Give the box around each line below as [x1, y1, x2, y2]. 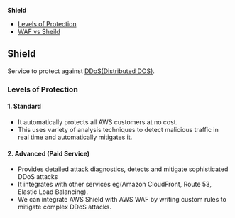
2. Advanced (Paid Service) [7, 149, 90, 158]
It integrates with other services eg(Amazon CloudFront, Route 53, [17, 180, 212, 189]
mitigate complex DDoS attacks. [17, 202, 112, 212]
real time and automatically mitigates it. [17, 133, 133, 141]
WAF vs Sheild [17, 28, 60, 36]
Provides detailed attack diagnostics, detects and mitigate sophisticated [17, 165, 229, 173]
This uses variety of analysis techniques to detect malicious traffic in [17, 125, 219, 133]
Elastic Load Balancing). [17, 187, 89, 196]
